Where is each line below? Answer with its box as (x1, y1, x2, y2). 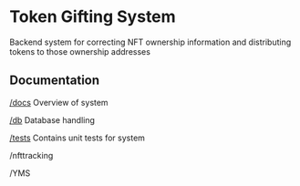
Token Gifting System (9, 6, 176, 27)
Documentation (9, 73, 100, 88)
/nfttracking (9, 150, 54, 160)
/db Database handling (9, 114, 96, 125)
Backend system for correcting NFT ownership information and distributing (9, 36, 292, 47)
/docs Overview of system (9, 97, 109, 108)
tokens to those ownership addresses (9, 46, 150, 57)
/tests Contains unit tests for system (9, 132, 146, 143)
